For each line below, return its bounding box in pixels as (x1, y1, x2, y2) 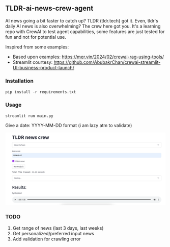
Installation (5, 77, 34, 84)
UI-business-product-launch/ (12, 64, 75, 70)
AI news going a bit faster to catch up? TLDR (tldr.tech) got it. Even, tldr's (5, 17, 159, 23)
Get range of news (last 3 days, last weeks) (12, 225, 104, 231)
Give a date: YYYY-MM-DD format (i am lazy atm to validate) (5, 122, 132, 129)
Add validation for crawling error (12, 236, 81, 242)
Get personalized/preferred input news (12, 230, 94, 236)
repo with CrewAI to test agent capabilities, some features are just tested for (5, 28, 165, 35)
